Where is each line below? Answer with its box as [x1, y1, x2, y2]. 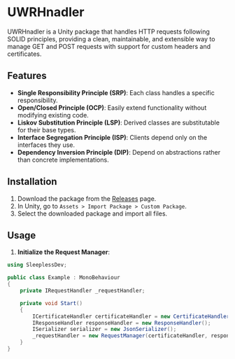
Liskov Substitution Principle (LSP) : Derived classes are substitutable [17, 118, 220, 127]
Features [7, 70, 47, 82]
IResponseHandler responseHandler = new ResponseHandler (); [32, 319, 211, 326]
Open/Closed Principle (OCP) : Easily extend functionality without [17, 103, 207, 112]
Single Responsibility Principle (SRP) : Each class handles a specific [17, 88, 215, 97]
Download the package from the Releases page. [17, 194, 157, 203]
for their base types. [17, 125, 76, 134]
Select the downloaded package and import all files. [17, 209, 168, 218]
